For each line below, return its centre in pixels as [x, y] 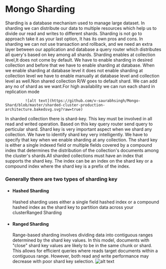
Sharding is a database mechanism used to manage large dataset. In [75, 23]
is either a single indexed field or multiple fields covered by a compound [79, 145]
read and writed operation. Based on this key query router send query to [79, 124]
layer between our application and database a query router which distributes [83, 49]
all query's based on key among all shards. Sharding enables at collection [80, 54]
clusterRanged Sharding [37, 213]
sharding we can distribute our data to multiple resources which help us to [81, 28]
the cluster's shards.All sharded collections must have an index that [74, 156]
